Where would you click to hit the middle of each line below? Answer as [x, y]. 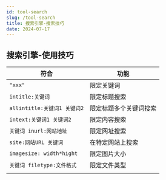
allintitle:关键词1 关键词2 [47, 108]
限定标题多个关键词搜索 [123, 108]
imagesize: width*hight [44, 154]
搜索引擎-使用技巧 [40, 55]
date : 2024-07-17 [28, 29]
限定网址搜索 [108, 131]
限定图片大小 [108, 154]
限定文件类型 [108, 165]
